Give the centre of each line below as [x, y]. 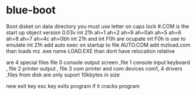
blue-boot [31, 10]
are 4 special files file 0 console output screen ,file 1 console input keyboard [98, 62]
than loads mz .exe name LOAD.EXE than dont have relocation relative [90, 51]
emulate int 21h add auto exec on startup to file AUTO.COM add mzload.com [98, 45]
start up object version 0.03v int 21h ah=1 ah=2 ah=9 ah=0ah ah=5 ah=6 [94, 32]
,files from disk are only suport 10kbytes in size [63, 75]
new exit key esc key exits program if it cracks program [73, 86]
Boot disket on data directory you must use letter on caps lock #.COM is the [98, 26]
